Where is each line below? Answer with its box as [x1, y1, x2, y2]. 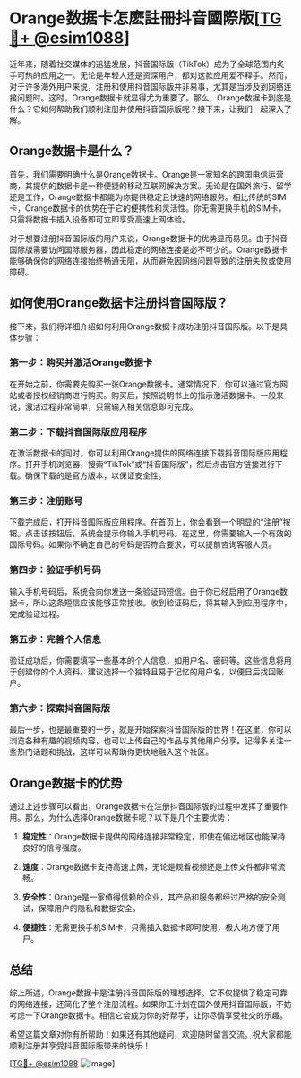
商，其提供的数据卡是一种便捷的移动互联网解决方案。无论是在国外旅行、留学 [9, 180, 292, 191]
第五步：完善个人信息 [9, 633, 101, 646]
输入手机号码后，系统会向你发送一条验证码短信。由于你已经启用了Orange [9, 586, 280, 596]
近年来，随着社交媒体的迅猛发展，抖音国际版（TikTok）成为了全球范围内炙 [9, 58, 285, 69]
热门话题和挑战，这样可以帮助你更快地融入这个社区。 [16, 746, 213, 758]
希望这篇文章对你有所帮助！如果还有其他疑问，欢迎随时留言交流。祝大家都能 [9, 1029, 292, 1039]
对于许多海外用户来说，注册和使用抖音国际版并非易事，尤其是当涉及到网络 [9, 81, 284, 91]
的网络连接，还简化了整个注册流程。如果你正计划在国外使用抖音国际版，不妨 [9, 998, 292, 1009]
